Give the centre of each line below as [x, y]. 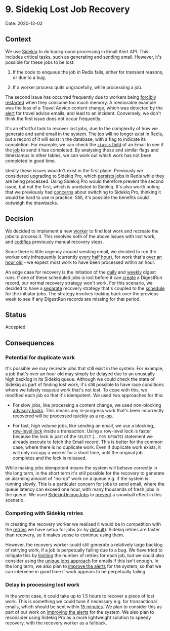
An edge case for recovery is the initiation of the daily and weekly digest [81, 272]
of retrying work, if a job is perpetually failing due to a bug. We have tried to [84, 550]
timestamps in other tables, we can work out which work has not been [78, 155]
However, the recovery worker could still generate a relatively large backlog [84, 545]
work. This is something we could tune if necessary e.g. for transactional [81, 601]
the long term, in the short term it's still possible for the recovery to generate [85, 473]
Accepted [15, 327]
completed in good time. [31, 161]
